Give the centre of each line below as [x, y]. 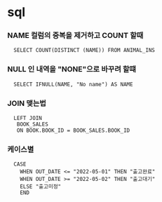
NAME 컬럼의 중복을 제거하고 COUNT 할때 [75, 36]
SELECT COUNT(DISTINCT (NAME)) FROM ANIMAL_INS [85, 50]
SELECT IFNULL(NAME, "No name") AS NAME [73, 84]
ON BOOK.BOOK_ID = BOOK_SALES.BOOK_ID [73, 130]
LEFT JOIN [28, 119]
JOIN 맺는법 [27, 103]
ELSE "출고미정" [41, 187]
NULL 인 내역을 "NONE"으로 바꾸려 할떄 [72, 69]
